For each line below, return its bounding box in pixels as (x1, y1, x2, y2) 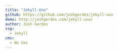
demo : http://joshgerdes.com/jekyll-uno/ (5, 17, 93, 22)
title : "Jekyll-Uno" (5, 7, 49, 13)
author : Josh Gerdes (5, 21, 49, 27)
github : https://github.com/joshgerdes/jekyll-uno (5, 12, 113, 17)
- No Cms (10, 40, 28, 45)
